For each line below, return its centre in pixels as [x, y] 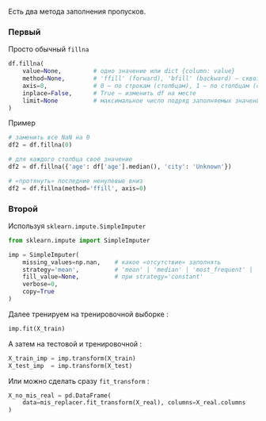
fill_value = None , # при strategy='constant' [113, 277]
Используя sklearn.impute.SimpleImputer [77, 226]
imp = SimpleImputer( [44, 255]
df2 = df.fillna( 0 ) [40, 145]
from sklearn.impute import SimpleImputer [79, 240]
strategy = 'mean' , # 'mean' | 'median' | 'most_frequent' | [138, 270]
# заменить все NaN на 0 [49, 138]
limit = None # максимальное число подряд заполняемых [127, 101]
